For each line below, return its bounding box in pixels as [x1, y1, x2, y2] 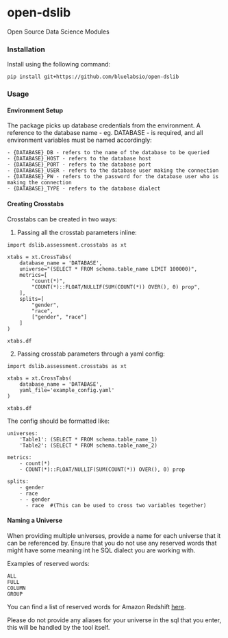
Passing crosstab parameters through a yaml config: [16, 349, 166, 358]
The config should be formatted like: [7, 417, 110, 425]
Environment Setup [7, 106, 64, 114]
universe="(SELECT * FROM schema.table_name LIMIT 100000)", [19, 265, 197, 272]
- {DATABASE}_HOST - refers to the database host [7, 156, 152, 162]
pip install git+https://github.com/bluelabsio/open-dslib [7, 73, 179, 80]
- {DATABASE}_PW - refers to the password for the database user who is [7, 173, 219, 180]
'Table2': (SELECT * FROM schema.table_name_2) [19, 442, 157, 449]
